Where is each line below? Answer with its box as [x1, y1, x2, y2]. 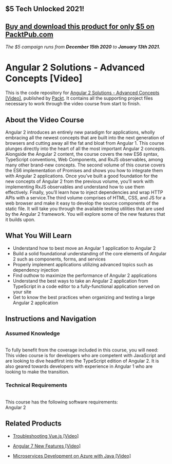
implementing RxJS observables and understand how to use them [5, 183, 145, 190]
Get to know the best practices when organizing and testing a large [12, 294, 155, 300]
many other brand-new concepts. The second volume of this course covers [5, 162, 165, 168]
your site [12, 288, 32, 295]
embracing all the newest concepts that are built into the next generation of [5, 134, 165, 141]
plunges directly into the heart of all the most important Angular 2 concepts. [5, 145, 166, 152]
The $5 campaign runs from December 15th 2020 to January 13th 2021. [5, 44, 161, 50]
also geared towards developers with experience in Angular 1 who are [5, 363, 153, 369]
